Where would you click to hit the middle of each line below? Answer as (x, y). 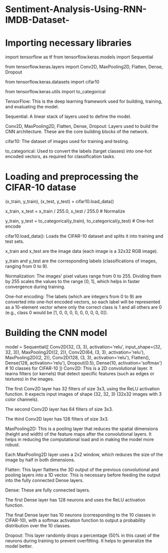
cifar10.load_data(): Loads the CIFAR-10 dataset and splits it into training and (84, 236)
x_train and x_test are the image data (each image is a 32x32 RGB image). (82, 251)
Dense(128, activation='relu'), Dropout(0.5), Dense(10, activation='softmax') (84, 363)
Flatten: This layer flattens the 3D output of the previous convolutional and (82, 470)
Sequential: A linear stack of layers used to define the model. (68, 116)
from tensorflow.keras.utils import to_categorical (55, 92)
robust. (13, 445)
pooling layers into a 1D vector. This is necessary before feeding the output (83, 475)
